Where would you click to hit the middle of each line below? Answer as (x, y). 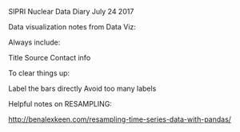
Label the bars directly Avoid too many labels (82, 88)
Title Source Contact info (50, 58)
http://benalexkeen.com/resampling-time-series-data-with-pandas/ (120, 119)
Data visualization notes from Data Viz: (72, 27)
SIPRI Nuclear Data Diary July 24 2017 (71, 12)
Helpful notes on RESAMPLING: (60, 104)
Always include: (34, 42)
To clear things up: (39, 73)
